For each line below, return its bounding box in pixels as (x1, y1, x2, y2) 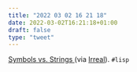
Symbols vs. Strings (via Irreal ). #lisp (8, 55, 130, 64)
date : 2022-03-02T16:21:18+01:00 (8, 19, 118, 27)
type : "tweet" (8, 33, 55, 41)
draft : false (8, 26, 51, 34)
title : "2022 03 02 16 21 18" (8, 11, 108, 20)
